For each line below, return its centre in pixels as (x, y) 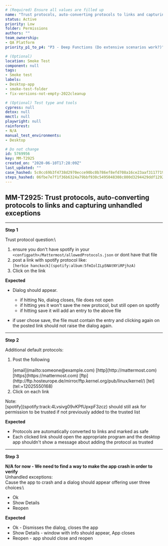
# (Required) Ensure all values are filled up (54, 10)
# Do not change (22, 149)
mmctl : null (17, 117)
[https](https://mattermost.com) (45, 376)
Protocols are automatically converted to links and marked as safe (80, 431)
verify (12, 472)
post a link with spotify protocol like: (50, 260)
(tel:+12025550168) (32, 386)
